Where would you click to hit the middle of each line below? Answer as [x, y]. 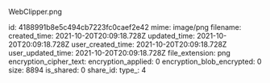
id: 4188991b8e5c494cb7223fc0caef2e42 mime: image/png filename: [125, 27]
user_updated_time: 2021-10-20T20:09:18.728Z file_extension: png [120, 53]
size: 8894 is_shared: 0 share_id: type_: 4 [77, 70]
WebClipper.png [35, 12]
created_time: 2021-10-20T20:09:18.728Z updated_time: [102, 36]
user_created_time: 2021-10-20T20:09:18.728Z [149, 44]
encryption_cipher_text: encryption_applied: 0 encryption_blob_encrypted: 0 [135, 61]
